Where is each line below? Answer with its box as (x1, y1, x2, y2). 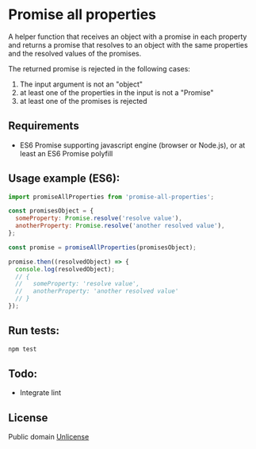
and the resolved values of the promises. (8, 48, 142, 58)
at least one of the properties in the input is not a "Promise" (19, 87, 214, 97)
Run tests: (8, 324, 59, 338)
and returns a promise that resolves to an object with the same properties (8, 40, 248, 49)
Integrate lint (19, 388, 62, 397)
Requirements (8, 119, 79, 132)
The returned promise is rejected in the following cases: (8, 63, 190, 73)
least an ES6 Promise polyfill (19, 148, 113, 158)
